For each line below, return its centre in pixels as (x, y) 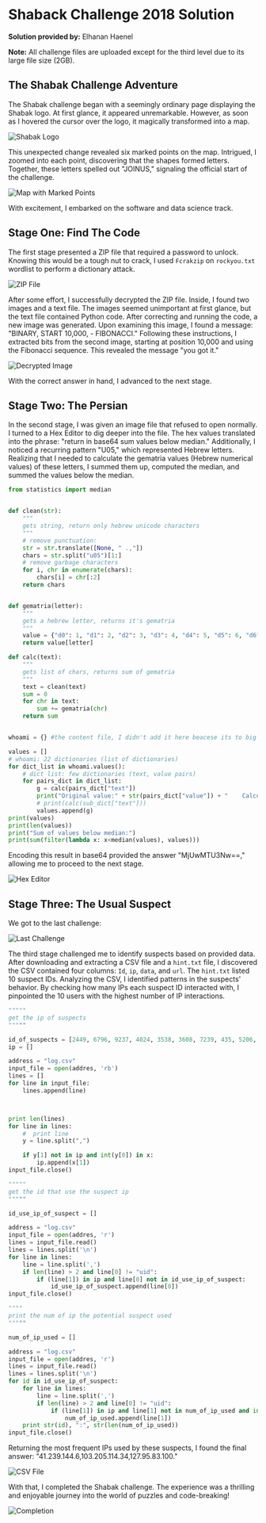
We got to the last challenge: (55, 923)
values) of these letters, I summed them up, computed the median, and (124, 467)
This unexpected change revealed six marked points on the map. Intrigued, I (133, 151)
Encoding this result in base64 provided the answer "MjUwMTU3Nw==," (127, 855)
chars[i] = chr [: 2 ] (69, 578)
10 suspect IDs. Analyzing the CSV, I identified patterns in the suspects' (125, 979)
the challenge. (32, 177)
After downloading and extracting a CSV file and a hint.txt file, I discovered (133, 962)
